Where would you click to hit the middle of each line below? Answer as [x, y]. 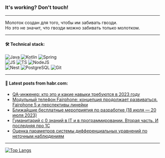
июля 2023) [25, 115]
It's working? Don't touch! [37, 7]
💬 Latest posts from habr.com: [37, 83]
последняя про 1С [31, 126]
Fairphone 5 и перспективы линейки [50, 104]
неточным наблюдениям [38, 136]
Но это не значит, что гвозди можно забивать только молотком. [73, 28]
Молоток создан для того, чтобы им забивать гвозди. [61, 23]
